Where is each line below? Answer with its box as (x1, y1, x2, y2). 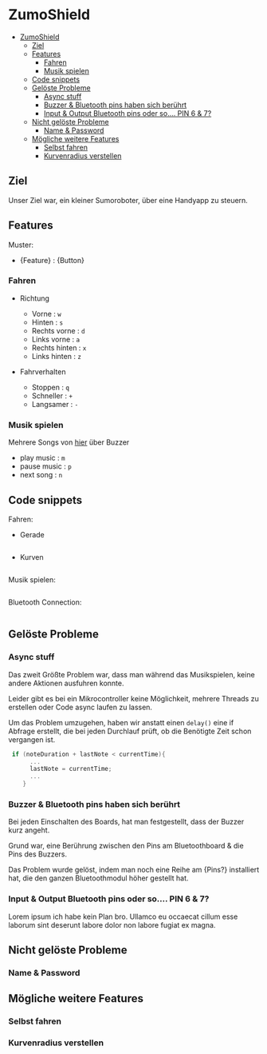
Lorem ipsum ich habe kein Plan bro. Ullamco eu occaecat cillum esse (8, 912, 238, 921)
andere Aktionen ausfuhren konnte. (8, 678, 124, 688)
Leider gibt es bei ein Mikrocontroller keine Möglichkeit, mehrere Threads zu (8, 693, 259, 703)
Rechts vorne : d (31, 325, 85, 335)
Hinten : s (31, 317, 64, 327)
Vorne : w (31, 309, 61, 318)
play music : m (19, 453, 65, 463)
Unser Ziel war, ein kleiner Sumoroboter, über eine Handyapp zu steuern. (8, 195, 249, 205)
